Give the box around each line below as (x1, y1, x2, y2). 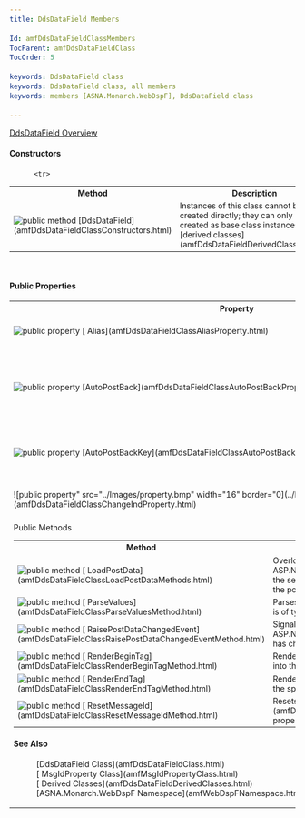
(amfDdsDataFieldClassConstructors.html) (13, 224, 172, 236)
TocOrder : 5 (9, 53, 54, 63)
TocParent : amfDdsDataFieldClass (9, 44, 136, 53)
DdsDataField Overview (9, 127, 98, 138)
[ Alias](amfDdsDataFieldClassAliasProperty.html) (81, 325, 270, 336)
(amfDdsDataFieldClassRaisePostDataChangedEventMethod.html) (17, 633, 266, 644)
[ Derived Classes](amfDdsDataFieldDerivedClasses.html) (35, 778, 253, 789)
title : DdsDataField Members (9, 15, 120, 24)
